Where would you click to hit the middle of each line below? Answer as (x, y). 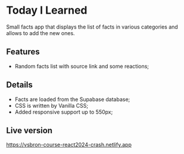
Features (23, 52)
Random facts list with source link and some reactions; (82, 66)
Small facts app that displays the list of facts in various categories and (92, 27)
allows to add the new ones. (41, 33)
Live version (29, 131)
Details (19, 85)
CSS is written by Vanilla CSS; (51, 105)
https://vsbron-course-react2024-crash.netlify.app (69, 145)
